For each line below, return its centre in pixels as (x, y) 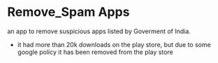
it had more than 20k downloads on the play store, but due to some (114, 44)
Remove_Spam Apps (68, 12)
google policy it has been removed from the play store (95, 52)
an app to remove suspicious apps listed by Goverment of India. (99, 31)
